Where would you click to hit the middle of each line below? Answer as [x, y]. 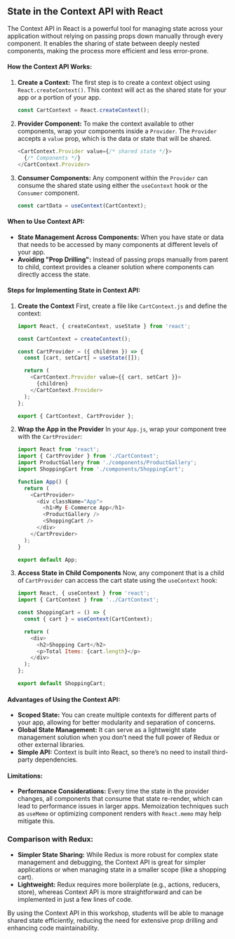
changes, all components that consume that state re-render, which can [120, 799]
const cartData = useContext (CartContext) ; [82, 205]
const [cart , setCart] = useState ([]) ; [82, 358]
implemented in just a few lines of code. [75, 899]
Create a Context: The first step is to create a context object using [114, 83]
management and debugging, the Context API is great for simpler [112, 862]
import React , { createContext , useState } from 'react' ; [104, 326]
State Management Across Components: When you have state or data [121, 237]
